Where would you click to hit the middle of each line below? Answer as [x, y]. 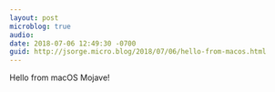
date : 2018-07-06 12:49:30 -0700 [73, 43]
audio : [22, 35]
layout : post [34, 18]
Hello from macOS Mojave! [60, 77]
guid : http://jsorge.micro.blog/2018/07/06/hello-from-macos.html [138, 52]
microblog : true [40, 26]
